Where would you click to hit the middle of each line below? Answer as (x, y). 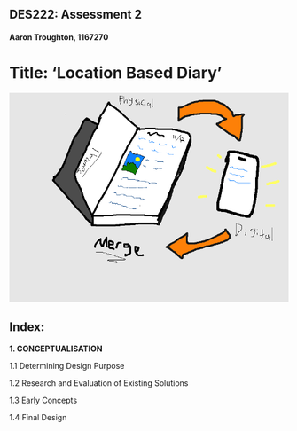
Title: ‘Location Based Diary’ (116, 73)
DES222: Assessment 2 (75, 15)
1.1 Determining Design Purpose (67, 365)
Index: (27, 327)
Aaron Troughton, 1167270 (59, 37)
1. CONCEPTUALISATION (56, 349)
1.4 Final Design (38, 417)
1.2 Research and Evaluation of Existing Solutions (99, 383)
